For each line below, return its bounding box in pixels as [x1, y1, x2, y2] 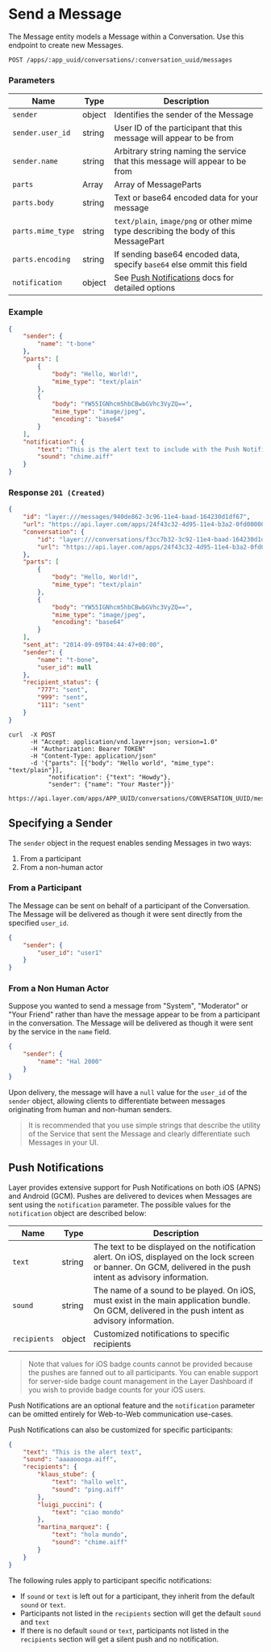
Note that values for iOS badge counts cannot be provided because [27, 1359, 253, 1369]
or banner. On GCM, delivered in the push [93, 1261, 252, 1272]
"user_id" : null [37, 663, 92, 672]
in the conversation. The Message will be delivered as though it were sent [8, 1018, 254, 1028]
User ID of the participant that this [114, 122, 243, 134]
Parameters [8, 74, 55, 86]
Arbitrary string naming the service [114, 146, 247, 157]
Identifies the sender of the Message [114, 109, 254, 121]
